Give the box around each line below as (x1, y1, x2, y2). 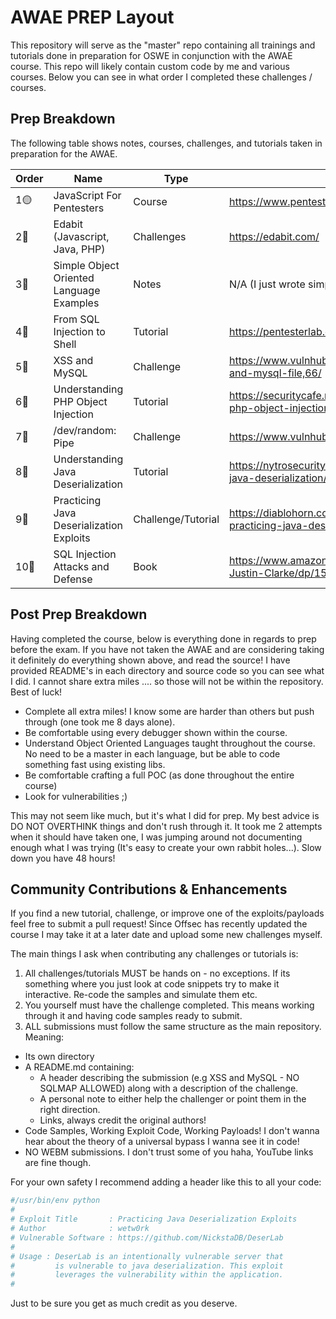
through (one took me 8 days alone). (24, 716, 176, 728)
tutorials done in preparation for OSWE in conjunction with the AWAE (10, 49, 293, 61)
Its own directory (24, 1051, 95, 1063)
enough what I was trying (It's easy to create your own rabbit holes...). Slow (10, 841, 322, 853)
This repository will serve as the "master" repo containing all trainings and (10, 39, 316, 51)
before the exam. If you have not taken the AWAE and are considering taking (10, 643, 325, 655)
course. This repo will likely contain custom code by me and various (10, 60, 290, 72)
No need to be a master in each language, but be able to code (24, 747, 281, 760)
